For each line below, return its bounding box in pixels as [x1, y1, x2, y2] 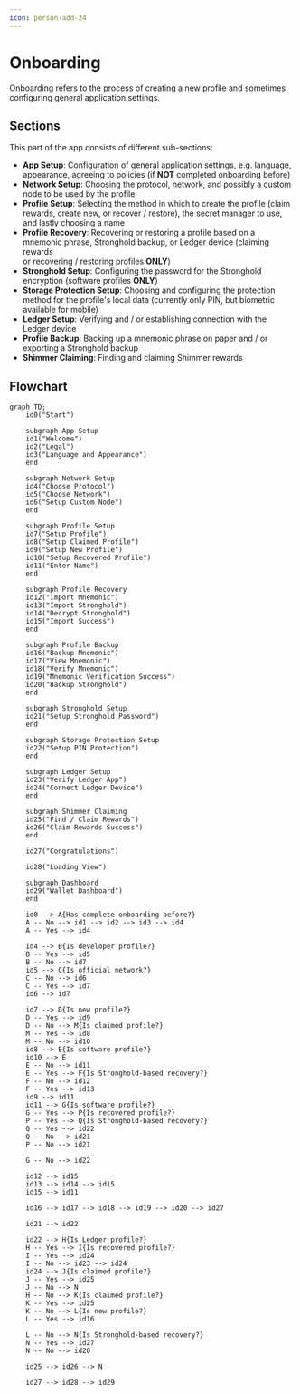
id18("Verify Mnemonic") [25, 664, 119, 673]
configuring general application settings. [9, 92, 161, 102]
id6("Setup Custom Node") [25, 498, 124, 508]
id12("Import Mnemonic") [25, 593, 119, 603]
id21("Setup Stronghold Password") [25, 712, 160, 721]
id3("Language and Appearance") [25, 450, 147, 460]
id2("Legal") [25, 442, 75, 451]
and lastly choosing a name [22, 218, 125, 228]
